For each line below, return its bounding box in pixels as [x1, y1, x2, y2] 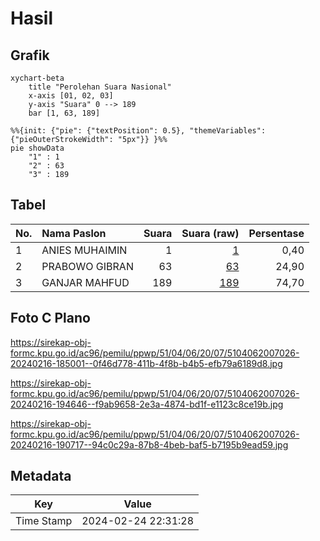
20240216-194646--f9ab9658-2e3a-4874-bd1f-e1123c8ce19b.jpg [10, 398, 284, 410]
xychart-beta [10, 73, 65, 83]
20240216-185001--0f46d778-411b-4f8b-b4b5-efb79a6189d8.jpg [10, 357, 283, 369]
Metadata [10, 468, 72, 485]
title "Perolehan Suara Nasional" [28, 82, 172, 92]
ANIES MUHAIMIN [41, 243, 128, 257]
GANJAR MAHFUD [41, 275, 130, 289]
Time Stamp [15, 514, 73, 528]
